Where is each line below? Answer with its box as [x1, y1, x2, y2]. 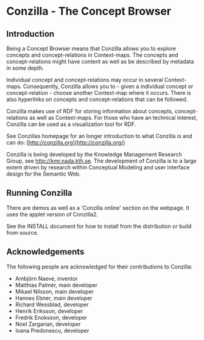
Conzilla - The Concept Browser [6, 4, 172, 18]
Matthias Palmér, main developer [15, 281, 98, 289]
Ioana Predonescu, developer [15, 327, 90, 334]
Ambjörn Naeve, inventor [15, 275, 78, 282]
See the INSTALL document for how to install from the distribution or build [6, 222, 192, 230]
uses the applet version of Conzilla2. [6, 210, 99, 218]
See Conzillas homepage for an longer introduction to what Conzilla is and [6, 133, 193, 139]
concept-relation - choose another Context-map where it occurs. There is [6, 89, 191, 96]
